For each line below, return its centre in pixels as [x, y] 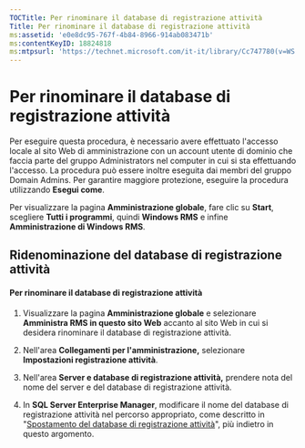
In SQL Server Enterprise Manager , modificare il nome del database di [156, 404]
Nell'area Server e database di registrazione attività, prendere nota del [158, 377]
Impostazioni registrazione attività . [90, 360]
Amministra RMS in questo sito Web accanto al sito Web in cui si [145, 322]
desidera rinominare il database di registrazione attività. [127, 332]
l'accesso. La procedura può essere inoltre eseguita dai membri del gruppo [151, 170]
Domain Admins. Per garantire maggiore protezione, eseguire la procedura [149, 180]
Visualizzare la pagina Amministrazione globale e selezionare [139, 313]
